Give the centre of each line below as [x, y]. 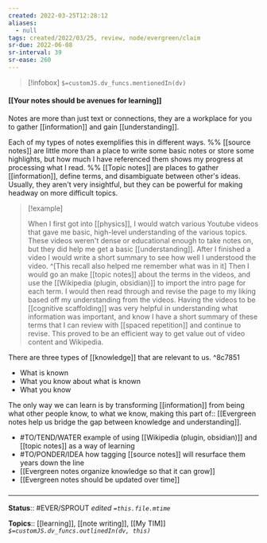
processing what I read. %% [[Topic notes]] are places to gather [114, 168]
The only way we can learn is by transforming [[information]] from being [126, 405]
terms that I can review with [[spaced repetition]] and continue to [134, 325]
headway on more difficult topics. [63, 193]
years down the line [52, 463]
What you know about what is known [80, 382]
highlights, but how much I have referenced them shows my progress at [126, 159]
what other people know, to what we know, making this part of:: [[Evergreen [132, 413]
